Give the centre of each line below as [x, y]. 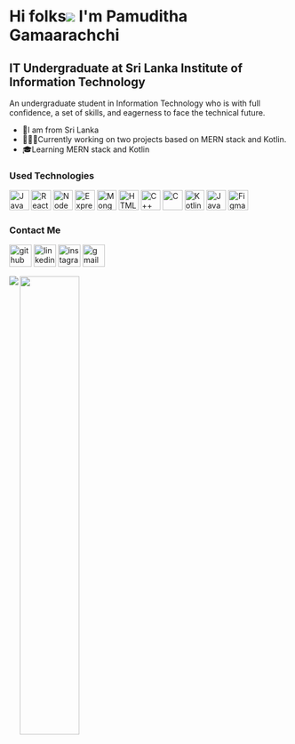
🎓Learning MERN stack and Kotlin [86, 149]
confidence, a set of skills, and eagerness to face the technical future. [137, 112]
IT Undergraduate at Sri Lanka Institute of [126, 68]
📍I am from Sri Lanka [60, 130]
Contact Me [35, 230]
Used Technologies [52, 175]
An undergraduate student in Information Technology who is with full [135, 103]
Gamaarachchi [64, 35]
